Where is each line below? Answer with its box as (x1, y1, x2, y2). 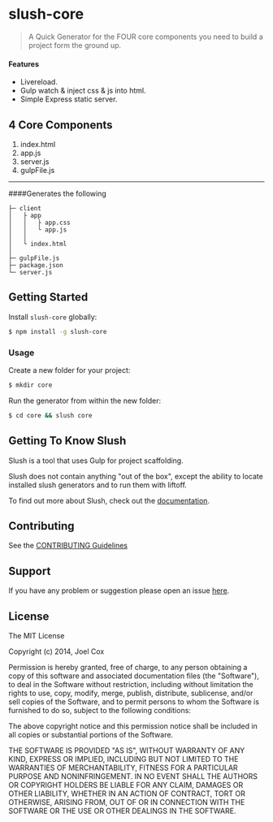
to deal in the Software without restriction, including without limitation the (8, 679, 253, 689)
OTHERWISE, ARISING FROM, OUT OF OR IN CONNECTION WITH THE (8, 797, 245, 807)
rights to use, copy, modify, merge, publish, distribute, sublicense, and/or (8, 688, 253, 698)
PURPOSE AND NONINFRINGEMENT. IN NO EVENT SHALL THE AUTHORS (8, 771, 258, 781)
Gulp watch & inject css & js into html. (19, 86, 146, 96)
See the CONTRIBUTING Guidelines (8, 541, 128, 551)
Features (8, 58, 39, 69)
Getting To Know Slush (8, 434, 127, 448)
